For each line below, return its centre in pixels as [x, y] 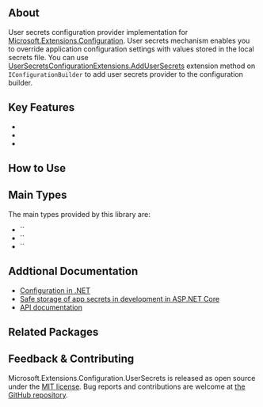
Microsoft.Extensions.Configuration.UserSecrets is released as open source [132, 378]
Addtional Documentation [73, 271]
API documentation [51, 307]
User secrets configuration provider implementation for [98, 32]
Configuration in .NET [55, 290]
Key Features [42, 107]
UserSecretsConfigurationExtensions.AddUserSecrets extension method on [132, 66]
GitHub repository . [38, 394]
